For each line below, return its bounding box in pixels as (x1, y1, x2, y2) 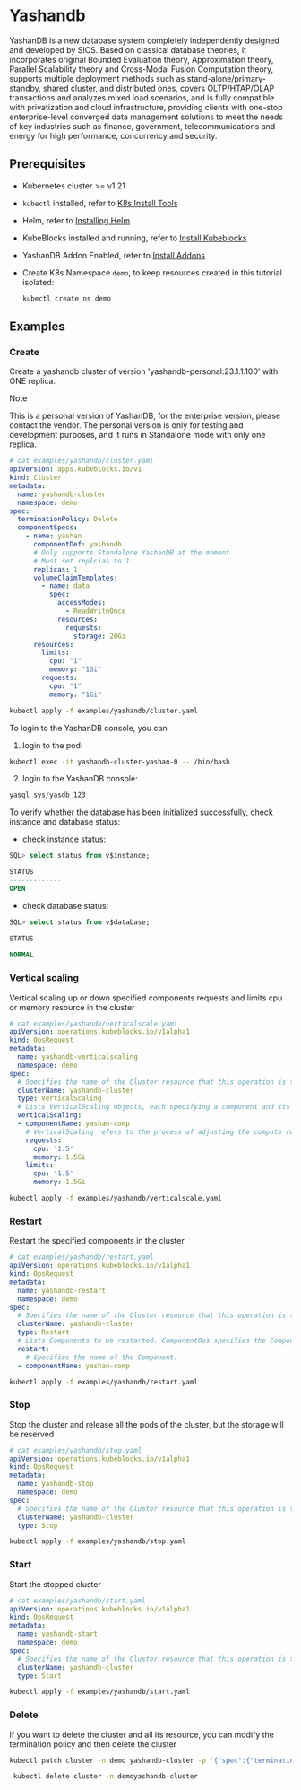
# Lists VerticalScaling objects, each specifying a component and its (17, 1103, 291, 1112)
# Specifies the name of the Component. (25, 1352, 178, 1362)
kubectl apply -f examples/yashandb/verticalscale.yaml (9, 1194, 222, 1203)
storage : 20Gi (73, 632, 126, 641)
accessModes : (56, 598, 106, 607)
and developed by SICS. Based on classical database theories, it (9, 44, 247, 55)
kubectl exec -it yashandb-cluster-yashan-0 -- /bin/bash (9, 757, 230, 766)
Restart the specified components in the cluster (9, 1236, 185, 1246)
